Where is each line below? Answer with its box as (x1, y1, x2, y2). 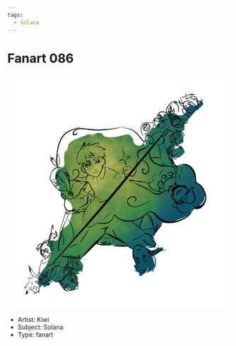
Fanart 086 (7, 50, 74, 67)
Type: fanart (17, 330, 54, 339)
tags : (7, 11, 23, 18)
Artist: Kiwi (17, 315, 49, 323)
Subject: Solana (17, 323, 64, 331)
